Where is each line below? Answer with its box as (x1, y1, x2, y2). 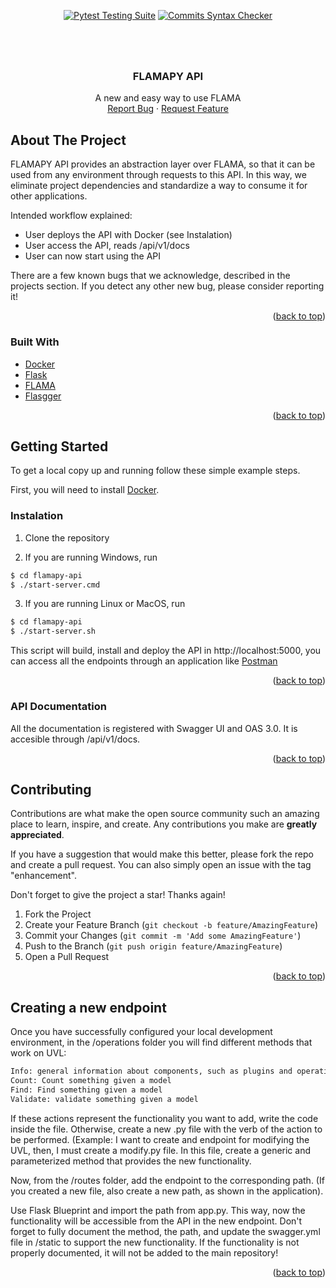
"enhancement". (10, 870, 78, 882)
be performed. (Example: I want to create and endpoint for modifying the (10, 1133, 310, 1145)
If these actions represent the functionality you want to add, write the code (10, 1112, 319, 1124)
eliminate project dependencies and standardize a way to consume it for (10, 180, 308, 192)
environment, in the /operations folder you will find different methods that (10, 1036, 313, 1049)
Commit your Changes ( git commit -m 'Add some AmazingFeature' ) (24, 930, 302, 942)
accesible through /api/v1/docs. (10, 733, 141, 745)
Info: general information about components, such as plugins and (10, 1066, 293, 1077)
